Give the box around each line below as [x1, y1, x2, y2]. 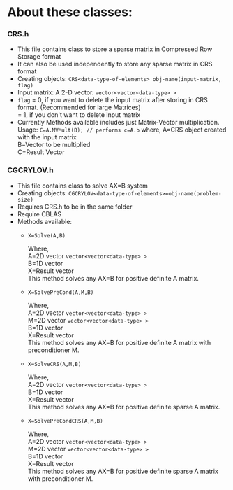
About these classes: [7, 4, 133, 20]
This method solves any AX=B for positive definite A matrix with [27, 338, 211, 346]
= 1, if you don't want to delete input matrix [17, 111, 141, 119]
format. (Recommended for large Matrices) [17, 103, 141, 112]
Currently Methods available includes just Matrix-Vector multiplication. [17, 118, 220, 127]
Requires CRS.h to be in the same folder [17, 202, 133, 211]
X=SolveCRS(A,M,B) [27, 360, 82, 367]
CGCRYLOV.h [7, 165, 54, 175]
